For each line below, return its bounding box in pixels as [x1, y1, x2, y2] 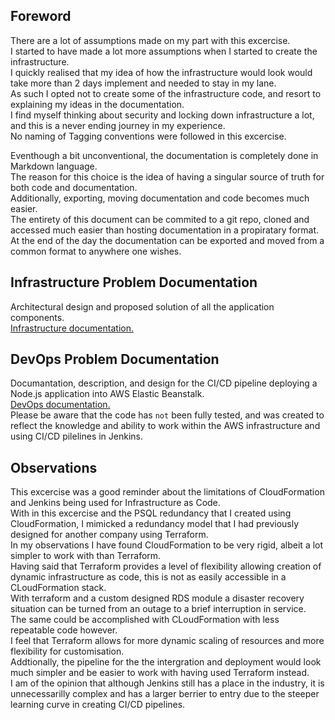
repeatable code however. [10, 624, 118, 636]
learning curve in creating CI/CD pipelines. [10, 699, 186, 711]
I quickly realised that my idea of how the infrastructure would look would [10, 66, 313, 78]
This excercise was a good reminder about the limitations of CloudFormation [10, 486, 325, 498]
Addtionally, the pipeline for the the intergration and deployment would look [10, 656, 322, 668]
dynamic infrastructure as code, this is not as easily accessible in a [10, 571, 287, 583]
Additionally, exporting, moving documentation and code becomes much [10, 192, 310, 204]
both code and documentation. [10, 181, 138, 193]
